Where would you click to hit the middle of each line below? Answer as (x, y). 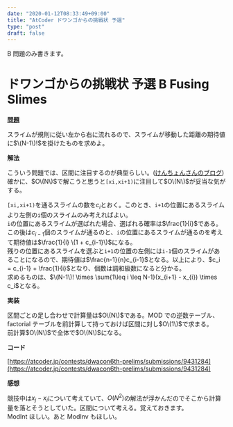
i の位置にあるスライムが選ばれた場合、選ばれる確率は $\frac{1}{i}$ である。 (115, 223)
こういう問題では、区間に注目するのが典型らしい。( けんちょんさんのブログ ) (116, 173)
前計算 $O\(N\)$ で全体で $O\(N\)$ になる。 (67, 332)
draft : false (26, 33)
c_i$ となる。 (25, 285)
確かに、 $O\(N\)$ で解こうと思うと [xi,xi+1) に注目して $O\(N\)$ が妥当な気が (116, 182)
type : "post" (26, 26)
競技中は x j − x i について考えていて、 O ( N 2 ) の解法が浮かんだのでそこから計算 (114, 398)
